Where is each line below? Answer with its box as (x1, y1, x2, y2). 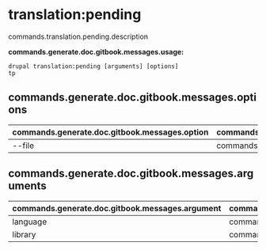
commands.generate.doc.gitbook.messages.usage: (8, 47, 184, 56)
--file (12, 140, 34, 151)
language (12, 216, 47, 227)
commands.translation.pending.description (8, 32, 149, 41)
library (12, 229, 36, 240)
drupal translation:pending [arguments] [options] (8, 62, 179, 70)
